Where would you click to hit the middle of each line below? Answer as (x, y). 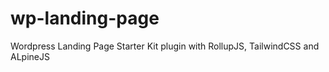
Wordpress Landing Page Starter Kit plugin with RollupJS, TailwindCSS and (165, 46)
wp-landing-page (85, 18)
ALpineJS (30, 56)
